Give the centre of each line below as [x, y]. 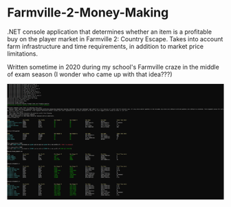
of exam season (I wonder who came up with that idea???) [90, 74]
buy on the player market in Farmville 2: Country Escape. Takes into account [115, 39]
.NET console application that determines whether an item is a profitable [109, 32]
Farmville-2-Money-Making [88, 13]
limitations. [23, 54]
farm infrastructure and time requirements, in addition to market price [106, 46]
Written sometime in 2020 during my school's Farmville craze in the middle [113, 67]
